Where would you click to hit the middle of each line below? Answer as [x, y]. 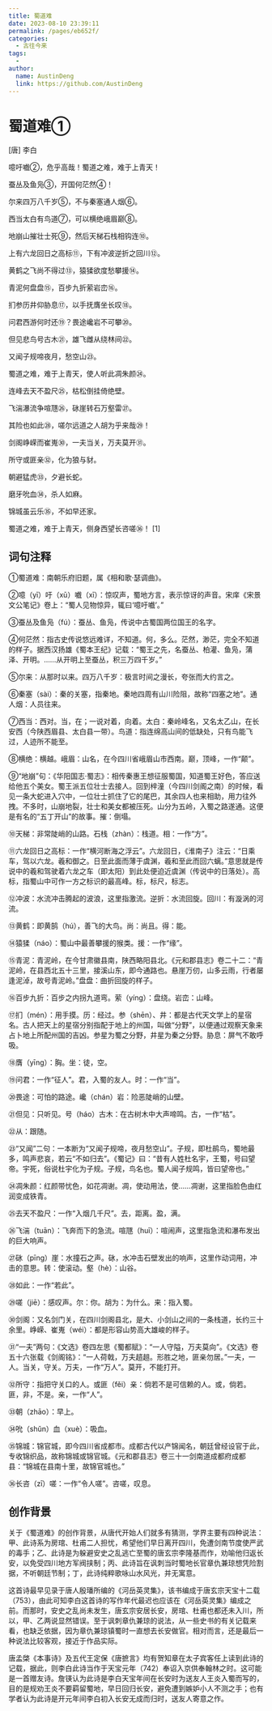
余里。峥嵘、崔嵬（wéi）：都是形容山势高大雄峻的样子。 [101, 1330]
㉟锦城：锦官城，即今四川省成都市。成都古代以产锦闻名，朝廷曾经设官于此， [136, 1446]
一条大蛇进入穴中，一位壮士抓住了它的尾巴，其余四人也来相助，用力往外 [136, 796]
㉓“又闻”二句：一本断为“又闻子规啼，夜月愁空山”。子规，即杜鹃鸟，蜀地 [128, 1149]
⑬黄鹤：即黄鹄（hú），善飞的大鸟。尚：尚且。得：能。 [100, 926]
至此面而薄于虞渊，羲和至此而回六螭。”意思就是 [178, 861]
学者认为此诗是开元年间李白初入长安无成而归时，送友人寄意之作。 [118, 1699]
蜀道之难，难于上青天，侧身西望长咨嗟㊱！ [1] [84, 529]
